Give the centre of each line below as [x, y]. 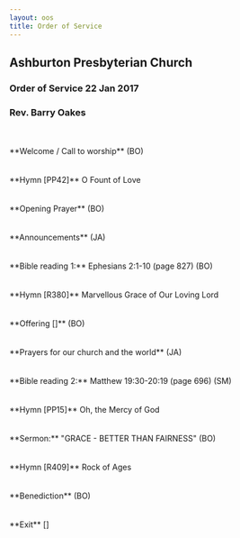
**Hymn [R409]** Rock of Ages [71, 467]
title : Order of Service [56, 26]
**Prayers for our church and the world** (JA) [96, 352]
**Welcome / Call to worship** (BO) [76, 151]
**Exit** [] [29, 524]
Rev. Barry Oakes [48, 112]
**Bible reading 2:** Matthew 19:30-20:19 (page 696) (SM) [120, 381]
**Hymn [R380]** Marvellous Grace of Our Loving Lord [114, 295]
